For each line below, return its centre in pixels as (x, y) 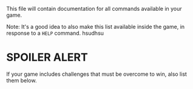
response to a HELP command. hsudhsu (55, 33)
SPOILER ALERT (47, 57)
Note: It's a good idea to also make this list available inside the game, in (96, 27)
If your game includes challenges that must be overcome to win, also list (96, 74)
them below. (22, 80)
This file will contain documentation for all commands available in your (94, 9)
